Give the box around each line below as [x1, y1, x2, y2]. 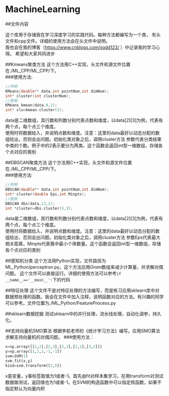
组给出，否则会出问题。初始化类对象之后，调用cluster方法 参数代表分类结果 [5, 136, 162, 142]
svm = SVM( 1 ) [5, 354, 28, 359]
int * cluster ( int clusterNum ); [5, 93, 71, 98]
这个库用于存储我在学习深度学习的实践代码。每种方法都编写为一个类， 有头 [5, 31, 161, 37]
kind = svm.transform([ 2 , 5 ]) [5, 363, 62, 368]
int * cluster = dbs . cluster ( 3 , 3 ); [5, 206, 73, 211]
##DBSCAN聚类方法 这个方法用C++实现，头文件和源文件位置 [5, 160, 132, 166]
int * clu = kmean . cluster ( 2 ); [5, 108, 64, 113]
